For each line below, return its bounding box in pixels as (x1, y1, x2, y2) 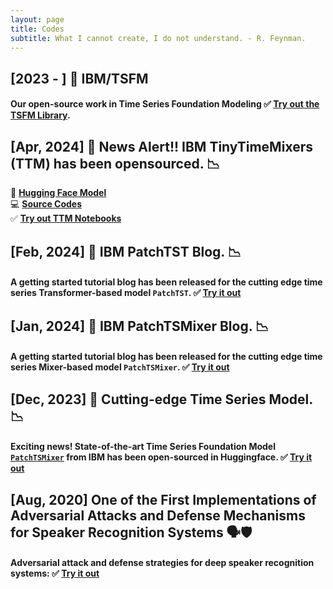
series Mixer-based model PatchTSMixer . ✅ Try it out (10, 361, 230, 373)
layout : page (10, 14, 65, 25)
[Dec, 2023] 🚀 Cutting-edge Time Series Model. (10, 391, 313, 408)
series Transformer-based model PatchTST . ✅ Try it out (10, 287, 242, 299)
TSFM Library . (10, 109, 71, 121)
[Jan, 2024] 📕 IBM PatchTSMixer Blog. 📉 (10, 317, 270, 335)
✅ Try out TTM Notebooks (10, 212, 122, 225)
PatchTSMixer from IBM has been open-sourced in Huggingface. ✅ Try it (10, 451, 313, 463)
